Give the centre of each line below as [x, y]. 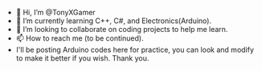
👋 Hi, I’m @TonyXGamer [55, 12]
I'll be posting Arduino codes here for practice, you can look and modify [135, 49]
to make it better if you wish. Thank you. [82, 58]
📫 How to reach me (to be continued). [80, 38]
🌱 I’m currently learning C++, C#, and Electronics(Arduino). [113, 21]
